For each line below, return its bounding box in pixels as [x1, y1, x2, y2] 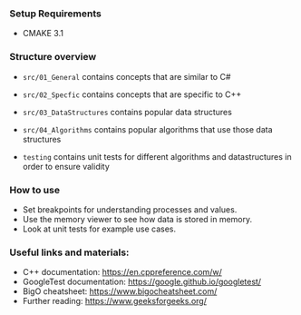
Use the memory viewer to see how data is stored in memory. [22, 213, 253, 224]
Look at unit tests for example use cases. [22, 223, 177, 234]
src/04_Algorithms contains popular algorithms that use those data [22, 123, 274, 134]
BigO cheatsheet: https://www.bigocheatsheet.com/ [22, 286, 218, 297]
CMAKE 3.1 [22, 28, 63, 39]
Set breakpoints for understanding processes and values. [22, 203, 238, 215]
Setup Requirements [9, 7, 102, 20]
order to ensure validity [22, 161, 111, 172]
